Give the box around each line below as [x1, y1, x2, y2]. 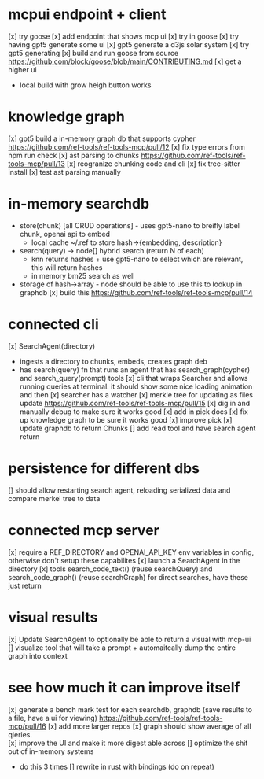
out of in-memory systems [8, 746, 94, 756]
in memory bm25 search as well [31, 271, 135, 280]
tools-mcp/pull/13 [8, 159, 65, 168]
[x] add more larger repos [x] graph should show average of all [47, 722, 251, 731]
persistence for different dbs [8, 459, 200, 477]
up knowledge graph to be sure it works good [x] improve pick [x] [19, 415, 233, 424]
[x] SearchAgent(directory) [8, 341, 96, 351]
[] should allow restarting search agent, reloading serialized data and [8, 485, 231, 495]
